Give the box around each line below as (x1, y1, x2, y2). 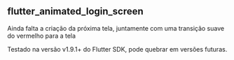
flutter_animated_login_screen (7, 6, 144, 17)
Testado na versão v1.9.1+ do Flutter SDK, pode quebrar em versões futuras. (7, 45, 228, 53)
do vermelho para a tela (7, 31, 76, 40)
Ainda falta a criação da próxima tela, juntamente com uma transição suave (7, 24, 225, 32)
